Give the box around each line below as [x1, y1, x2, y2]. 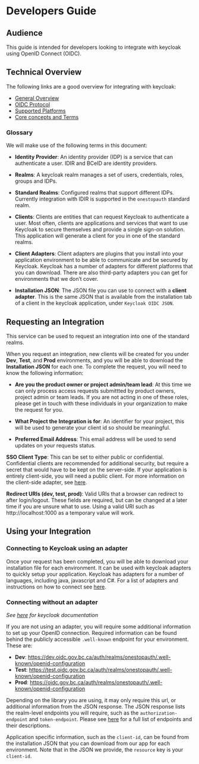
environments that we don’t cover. [14, 275, 99, 283]
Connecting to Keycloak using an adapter [6, 544, 128, 553]
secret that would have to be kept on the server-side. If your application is [6, 466, 187, 473]
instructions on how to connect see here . [6, 583, 107, 590]
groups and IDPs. [14, 177, 58, 185]
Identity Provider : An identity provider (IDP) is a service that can [14, 154, 173, 161]
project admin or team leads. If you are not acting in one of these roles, [14, 393, 189, 400]
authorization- [140, 710, 178, 716]
